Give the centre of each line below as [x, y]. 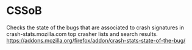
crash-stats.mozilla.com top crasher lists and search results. [82, 34]
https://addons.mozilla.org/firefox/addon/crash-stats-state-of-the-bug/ [96, 40]
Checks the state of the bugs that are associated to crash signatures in [95, 27]
